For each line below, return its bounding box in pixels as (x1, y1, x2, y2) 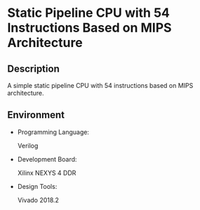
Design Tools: (17, 182, 58, 190)
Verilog (17, 141, 39, 150)
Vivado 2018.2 (17, 195, 60, 204)
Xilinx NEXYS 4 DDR (17, 169, 76, 177)
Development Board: (17, 155, 77, 163)
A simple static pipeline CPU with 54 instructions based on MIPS (7, 81, 194, 89)
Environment (7, 109, 65, 121)
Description (7, 63, 60, 74)
